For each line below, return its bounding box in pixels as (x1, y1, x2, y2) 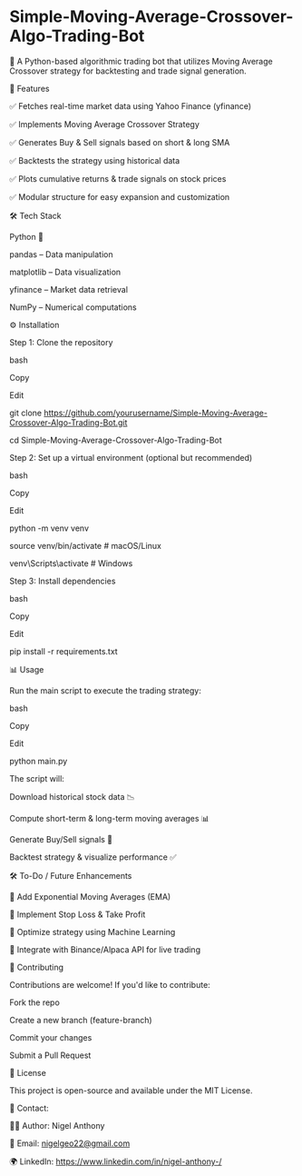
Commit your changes (9, 1031, 93, 1042)
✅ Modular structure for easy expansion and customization (9, 191, 230, 202)
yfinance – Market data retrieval (9, 284, 129, 294)
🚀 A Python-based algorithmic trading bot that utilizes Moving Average (9, 55, 274, 66)
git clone (9, 407, 43, 418)
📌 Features (9, 83, 50, 94)
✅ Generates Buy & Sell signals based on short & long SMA (9, 136, 230, 147)
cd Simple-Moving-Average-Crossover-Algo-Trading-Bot (9, 434, 222, 445)
